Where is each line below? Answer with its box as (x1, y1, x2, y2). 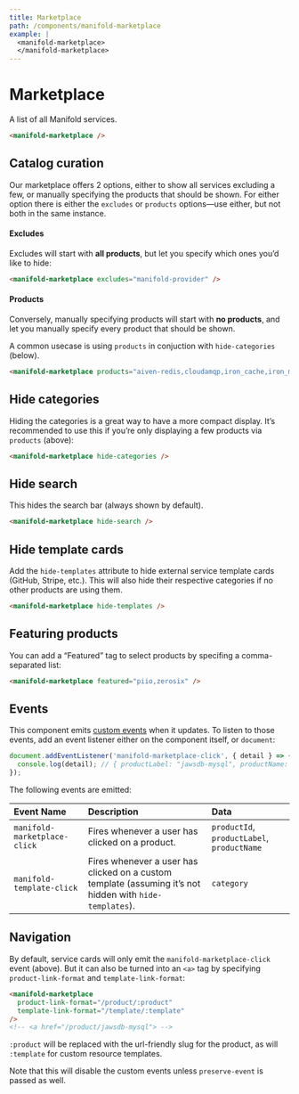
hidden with (87, 888, 138, 901)
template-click (13, 883, 78, 894)
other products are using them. (9, 584, 123, 595)
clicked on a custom (87, 866, 172, 878)
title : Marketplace (9, 12, 82, 22)
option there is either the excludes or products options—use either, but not (9, 198, 281, 209)
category (211, 878, 249, 889)
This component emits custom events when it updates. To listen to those (9, 725, 275, 736)
